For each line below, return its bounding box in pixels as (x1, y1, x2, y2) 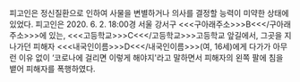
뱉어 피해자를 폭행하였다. (9, 63, 96, 74)
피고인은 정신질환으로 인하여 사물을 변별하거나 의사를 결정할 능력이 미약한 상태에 (9, 8, 289, 18)
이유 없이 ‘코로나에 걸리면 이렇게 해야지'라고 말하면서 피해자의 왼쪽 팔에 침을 (18, 53, 284, 62)
